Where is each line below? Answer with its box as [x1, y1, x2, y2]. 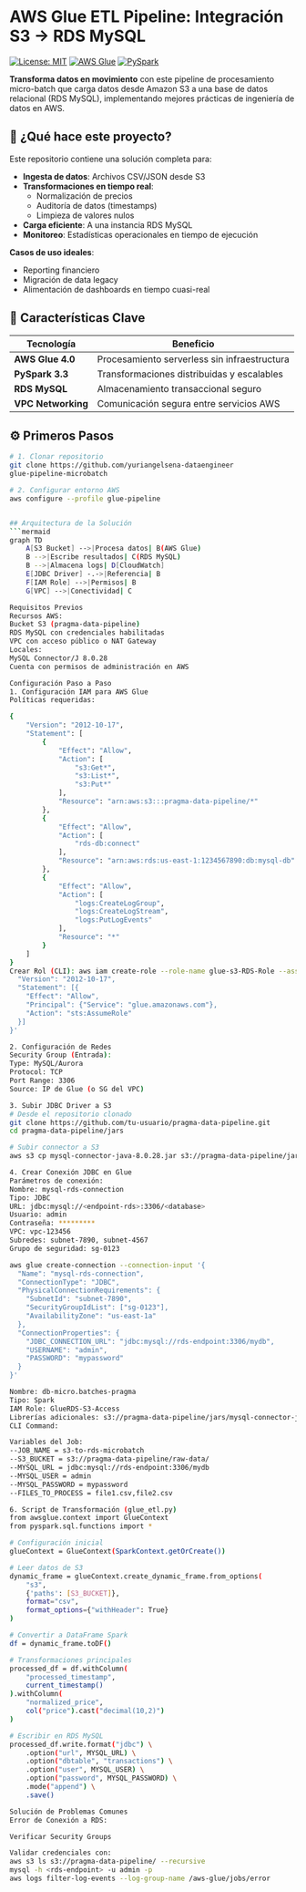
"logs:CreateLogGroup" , [74, 898, 166, 908]
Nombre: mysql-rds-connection [9, 1184, 125, 1194]
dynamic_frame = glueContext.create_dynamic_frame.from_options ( [9, 1571, 262, 1581]
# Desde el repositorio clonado [9, 1110, 132, 1119]
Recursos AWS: [9, 611, 64, 621]
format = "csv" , [25, 1597, 79, 1607]
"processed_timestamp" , [25, 1672, 117, 1681]
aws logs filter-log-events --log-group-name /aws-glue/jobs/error [9, 1874, 271, 1883]
